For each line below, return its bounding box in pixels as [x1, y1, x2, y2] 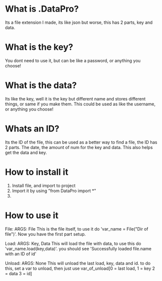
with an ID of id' [5, 251, 37, 257]
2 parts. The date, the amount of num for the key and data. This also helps [5, 144, 153, 150]
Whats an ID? [5, 123, 59, 134]
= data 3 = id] [5, 270, 32, 276]
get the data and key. [5, 149, 47, 155]
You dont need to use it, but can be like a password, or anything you [5, 57, 141, 64]
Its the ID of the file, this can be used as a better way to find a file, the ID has [5, 139, 158, 145]
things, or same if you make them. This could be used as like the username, [5, 101, 156, 107]
